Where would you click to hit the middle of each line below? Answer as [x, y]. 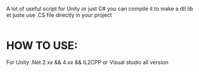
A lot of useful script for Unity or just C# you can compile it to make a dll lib [100, 9]
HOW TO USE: [42, 46]
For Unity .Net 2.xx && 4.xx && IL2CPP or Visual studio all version [87, 62]
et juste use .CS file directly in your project [59, 15]
